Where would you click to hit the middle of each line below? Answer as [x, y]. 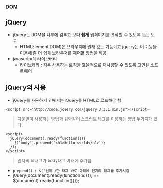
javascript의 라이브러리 [35, 58]
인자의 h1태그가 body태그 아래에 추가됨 [54, 160]
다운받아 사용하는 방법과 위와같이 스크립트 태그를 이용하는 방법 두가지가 [85, 119]
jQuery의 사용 [26, 88]
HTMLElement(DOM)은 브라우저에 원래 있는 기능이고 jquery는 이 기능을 [88, 46]
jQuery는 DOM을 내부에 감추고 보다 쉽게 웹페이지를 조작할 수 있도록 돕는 [81, 34]
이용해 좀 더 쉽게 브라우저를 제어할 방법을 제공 [63, 53]
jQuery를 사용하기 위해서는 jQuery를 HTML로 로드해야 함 [67, 100]
